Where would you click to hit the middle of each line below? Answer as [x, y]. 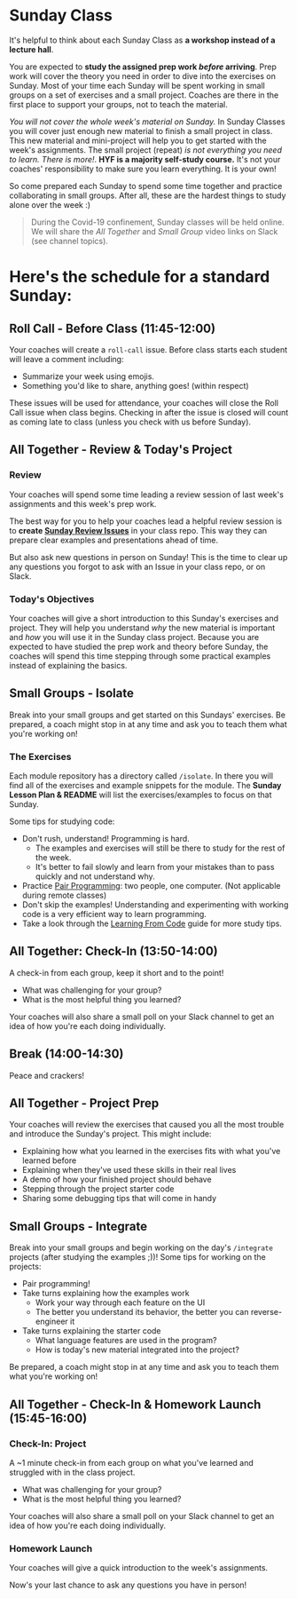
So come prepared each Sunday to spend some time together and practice [146, 186]
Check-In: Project [48, 1444]
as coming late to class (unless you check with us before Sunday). [130, 422]
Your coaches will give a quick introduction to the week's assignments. [139, 1568]
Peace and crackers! [47, 1075]
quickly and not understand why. [95, 876]
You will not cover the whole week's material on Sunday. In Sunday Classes [147, 122]
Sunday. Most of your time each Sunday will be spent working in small [137, 85]
